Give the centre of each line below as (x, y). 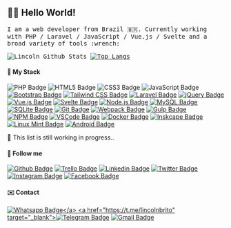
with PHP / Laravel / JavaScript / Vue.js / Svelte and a (107, 36)
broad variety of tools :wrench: (64, 43)
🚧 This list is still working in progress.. (61, 137)
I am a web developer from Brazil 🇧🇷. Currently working (107, 29)
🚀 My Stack (24, 72)
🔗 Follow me (25, 153)
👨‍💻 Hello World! (41, 13)
